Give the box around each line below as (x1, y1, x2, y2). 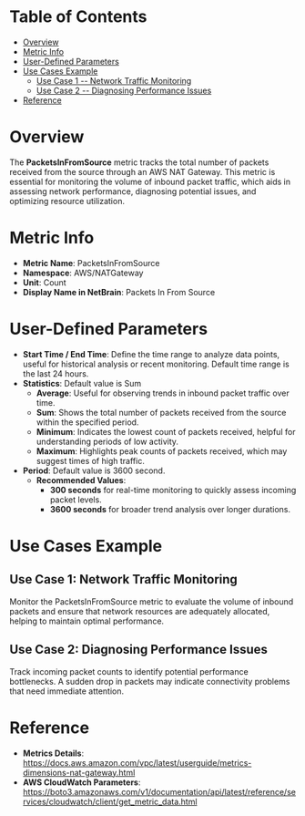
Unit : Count (22, 276, 66, 288)
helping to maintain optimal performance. (9, 615, 165, 626)
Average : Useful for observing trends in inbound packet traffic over (36, 387, 290, 398)
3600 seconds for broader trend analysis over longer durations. (49, 503, 291, 514)
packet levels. (49, 494, 102, 505)
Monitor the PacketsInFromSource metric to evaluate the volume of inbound (9, 595, 294, 607)
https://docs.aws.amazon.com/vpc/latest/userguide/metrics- (22, 757, 252, 768)
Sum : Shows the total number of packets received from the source (36, 407, 287, 418)
